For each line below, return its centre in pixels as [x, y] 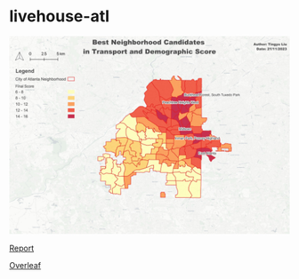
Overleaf [25, 266]
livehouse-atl [59, 16]
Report [22, 248]
